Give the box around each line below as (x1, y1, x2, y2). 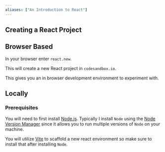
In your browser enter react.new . (5, 56, 72, 62)
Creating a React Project (5, 26, 82, 34)
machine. (5, 126, 24, 132)
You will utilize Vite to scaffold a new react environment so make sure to (5, 136, 152, 142)
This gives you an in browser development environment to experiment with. (5, 75, 159, 81)
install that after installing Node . (5, 141, 68, 147)
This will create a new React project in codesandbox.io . (5, 65, 116, 71)
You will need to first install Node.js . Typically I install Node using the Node (5, 115, 156, 122)
